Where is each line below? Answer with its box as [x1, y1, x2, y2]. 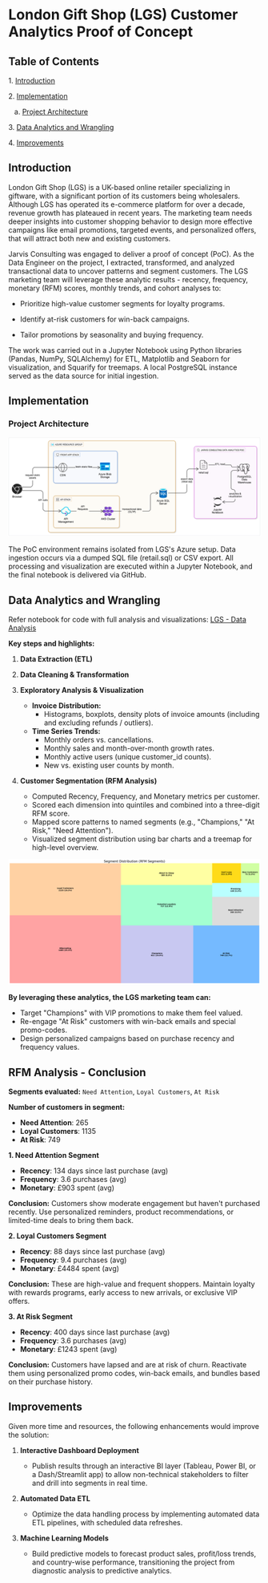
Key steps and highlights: [8, 639, 95, 649]
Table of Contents [8, 55, 100, 68]
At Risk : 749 [19, 1135, 62, 1144]
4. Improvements [8, 138, 64, 148]
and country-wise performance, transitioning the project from [31, 1557, 235, 1567]
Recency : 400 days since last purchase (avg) [19, 1327, 170, 1337]
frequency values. [19, 1043, 80, 1052]
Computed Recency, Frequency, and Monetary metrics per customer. [31, 791, 260, 801]
